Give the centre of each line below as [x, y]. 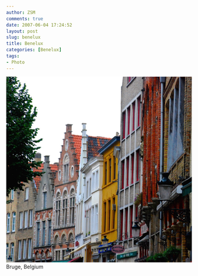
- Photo [16, 62]
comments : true [25, 19]
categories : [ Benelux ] [34, 50]
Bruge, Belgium [25, 267]
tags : [13, 56]
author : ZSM [21, 12]
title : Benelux [25, 44]
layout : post [22, 31]
